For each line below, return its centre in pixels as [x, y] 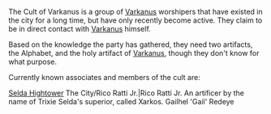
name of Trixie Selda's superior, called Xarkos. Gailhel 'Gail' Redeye [121, 101]
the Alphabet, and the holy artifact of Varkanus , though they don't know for [134, 53]
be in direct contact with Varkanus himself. [80, 29]
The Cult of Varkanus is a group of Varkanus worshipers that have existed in [136, 12]
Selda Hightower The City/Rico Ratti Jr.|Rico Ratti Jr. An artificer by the [127, 93]
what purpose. [33, 61]
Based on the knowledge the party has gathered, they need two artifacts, [131, 44]
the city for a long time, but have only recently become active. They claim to [135, 20]
